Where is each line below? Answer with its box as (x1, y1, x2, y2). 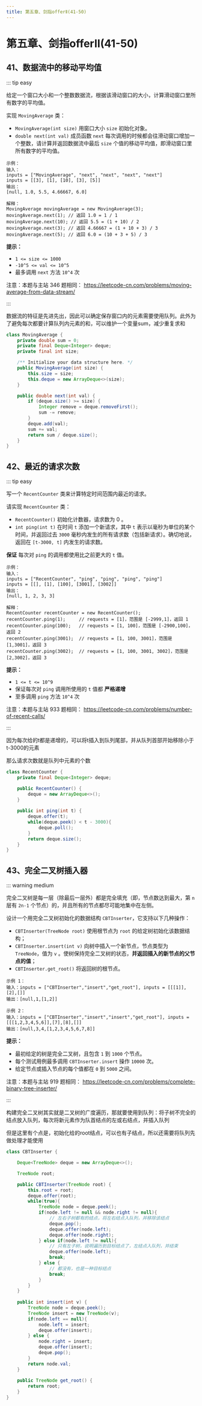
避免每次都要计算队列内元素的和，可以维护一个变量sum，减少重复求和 (11, 320, 185, 327)
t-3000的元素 (6, 744, 40, 751)
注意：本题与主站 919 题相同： (6, 1078, 81, 1085)
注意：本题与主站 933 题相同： (6, 706, 82, 713)
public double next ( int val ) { (17, 392, 96, 399)
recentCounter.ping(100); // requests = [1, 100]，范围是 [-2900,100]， (6, 623, 194, 629)
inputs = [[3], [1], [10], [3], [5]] (6, 177, 101, 183)
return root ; (28, 1383, 61, 1390)
